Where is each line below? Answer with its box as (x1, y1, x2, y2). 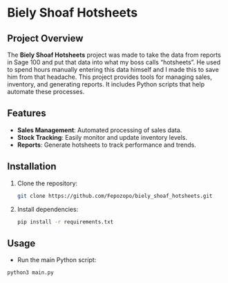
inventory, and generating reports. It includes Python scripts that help (7, 80, 205, 88)
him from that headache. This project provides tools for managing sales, (7, 73, 212, 81)
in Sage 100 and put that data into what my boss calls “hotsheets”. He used (7, 58, 221, 66)
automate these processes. (7, 88, 85, 95)
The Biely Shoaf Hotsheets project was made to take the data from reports (7, 51, 221, 59)
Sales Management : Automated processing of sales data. (17, 126, 182, 134)
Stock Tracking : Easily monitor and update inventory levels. (17, 133, 188, 141)
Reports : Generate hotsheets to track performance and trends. (17, 140, 197, 149)
